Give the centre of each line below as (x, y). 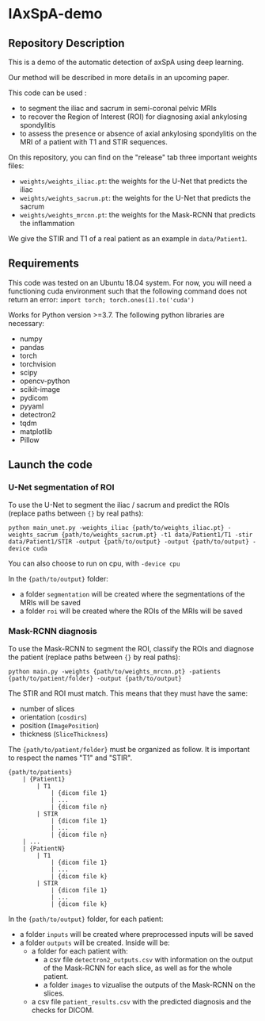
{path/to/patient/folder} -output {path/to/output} (95, 678)
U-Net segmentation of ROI (61, 487)
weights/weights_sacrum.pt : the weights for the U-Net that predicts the (135, 198)
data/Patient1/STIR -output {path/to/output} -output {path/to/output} (129, 541)
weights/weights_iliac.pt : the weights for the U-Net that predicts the (133, 181)
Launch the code (50, 465)
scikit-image (40, 389)
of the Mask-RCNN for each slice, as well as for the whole (138, 968)
